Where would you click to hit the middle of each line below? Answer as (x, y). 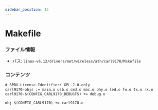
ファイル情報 (20, 49)
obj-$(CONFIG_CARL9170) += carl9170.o (44, 103)
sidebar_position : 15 (27, 9)
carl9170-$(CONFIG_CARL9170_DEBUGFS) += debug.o (55, 94)
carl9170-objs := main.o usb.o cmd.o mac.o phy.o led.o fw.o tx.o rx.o (79, 90)
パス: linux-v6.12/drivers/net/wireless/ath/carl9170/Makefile (76, 61)
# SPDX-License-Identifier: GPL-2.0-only (48, 85)
